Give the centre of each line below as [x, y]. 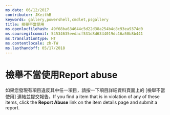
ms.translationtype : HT [31, 39]
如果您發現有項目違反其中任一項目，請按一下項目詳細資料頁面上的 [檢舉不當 [85, 90]
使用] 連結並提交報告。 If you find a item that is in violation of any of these [82, 96]
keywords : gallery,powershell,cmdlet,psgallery [57, 19]
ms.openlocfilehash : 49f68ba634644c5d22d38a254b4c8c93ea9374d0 [74, 29]
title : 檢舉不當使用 [25, 24]
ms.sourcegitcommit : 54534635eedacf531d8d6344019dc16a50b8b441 [74, 34]
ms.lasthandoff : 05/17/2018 [35, 48]
